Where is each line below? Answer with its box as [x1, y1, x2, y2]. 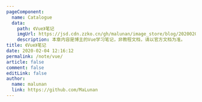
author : [6, 76, 26, 82]
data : [11, 20, 26, 26]
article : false [6, 59, 44, 65]
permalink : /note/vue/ [6, 53, 63, 59]
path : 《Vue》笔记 [17, 25, 55, 32]
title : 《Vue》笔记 [6, 43, 47, 49]
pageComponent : [6, 8, 44, 15]
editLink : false [6, 70, 47, 76]
